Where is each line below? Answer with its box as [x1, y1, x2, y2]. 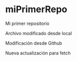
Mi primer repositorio [5, 20, 49, 26]
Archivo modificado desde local [5, 30, 72, 36]
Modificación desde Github [5, 40, 62, 46]
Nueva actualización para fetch [5, 50, 71, 56]
